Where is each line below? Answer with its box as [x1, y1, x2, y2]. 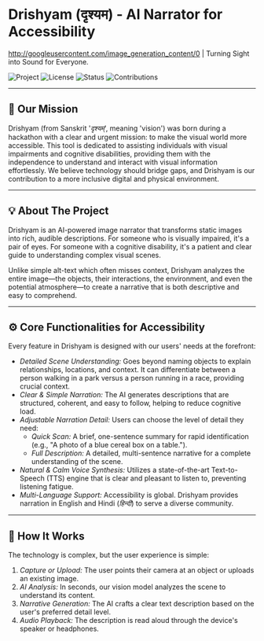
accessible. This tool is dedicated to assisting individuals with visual [8, 140, 228, 150]
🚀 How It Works [8, 529, 85, 543]
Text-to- [211, 466, 238, 475]
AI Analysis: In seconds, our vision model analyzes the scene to [19, 582, 226, 591]
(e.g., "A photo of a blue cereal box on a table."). [31, 440, 188, 450]
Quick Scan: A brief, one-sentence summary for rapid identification [31, 432, 249, 441]
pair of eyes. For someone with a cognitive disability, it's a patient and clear [8, 241, 253, 251]
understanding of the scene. [31, 457, 123, 466]
